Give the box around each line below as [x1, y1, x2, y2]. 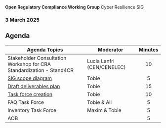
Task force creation [7, 91, 53, 97]
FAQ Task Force [7, 98, 44, 105]
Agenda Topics [27, 46, 63, 53]
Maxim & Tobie [87, 107, 122, 114]
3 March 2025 [5, 16, 40, 23]
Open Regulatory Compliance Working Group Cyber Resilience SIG [5, 4, 144, 10]
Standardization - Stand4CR [7, 66, 74, 73]
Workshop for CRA [7, 61, 51, 67]
